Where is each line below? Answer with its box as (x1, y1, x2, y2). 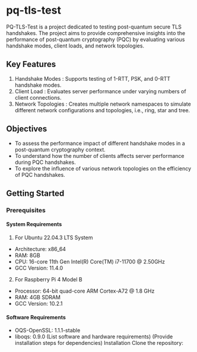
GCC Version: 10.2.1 (14, 300, 63, 307)
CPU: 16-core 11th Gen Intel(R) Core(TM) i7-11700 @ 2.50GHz (14, 258, 165, 265)
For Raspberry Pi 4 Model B (14, 276, 82, 283)
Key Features (6, 59, 56, 69)
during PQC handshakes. (14, 158, 76, 166)
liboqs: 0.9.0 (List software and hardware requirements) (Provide (14, 333, 173, 340)
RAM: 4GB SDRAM (14, 294, 61, 301)
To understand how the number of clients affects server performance (14, 152, 185, 159)
